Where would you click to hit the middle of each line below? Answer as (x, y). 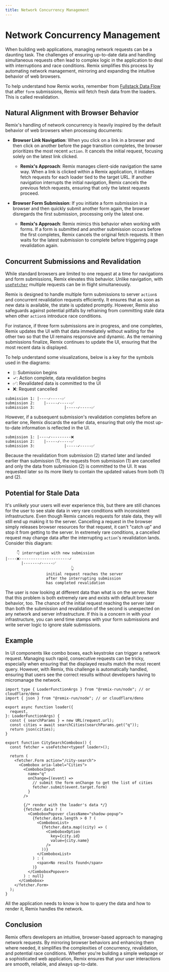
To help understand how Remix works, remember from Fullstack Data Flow (83, 86)
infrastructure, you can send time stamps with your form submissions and (82, 619)
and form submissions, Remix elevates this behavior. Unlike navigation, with (84, 279)
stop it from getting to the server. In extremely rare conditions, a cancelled (83, 532)
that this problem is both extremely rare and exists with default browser (80, 598)
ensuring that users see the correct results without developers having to (80, 675)
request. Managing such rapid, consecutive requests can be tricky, (75, 658)
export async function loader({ (39, 707)
